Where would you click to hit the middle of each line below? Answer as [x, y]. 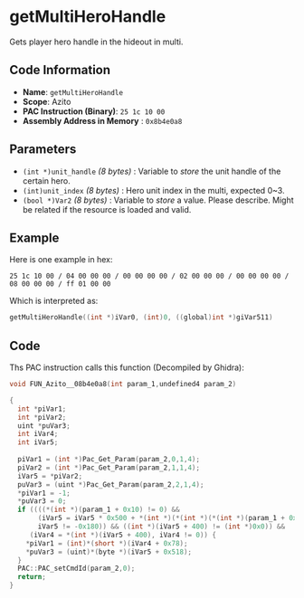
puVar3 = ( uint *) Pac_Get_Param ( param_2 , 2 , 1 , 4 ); [111, 484]
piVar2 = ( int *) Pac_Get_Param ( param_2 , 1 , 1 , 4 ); [109, 468]
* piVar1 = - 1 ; [44, 493]
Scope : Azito [47, 101]
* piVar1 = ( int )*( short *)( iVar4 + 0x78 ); [107, 543]
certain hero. [46, 180]
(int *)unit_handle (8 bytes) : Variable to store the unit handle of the [152, 171]
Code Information [60, 70]
